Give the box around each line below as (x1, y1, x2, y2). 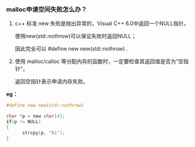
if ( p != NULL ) (6, 119, 42, 125)
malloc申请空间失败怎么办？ (6, 5, 88, 13)
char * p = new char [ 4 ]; (6, 113, 66, 120)
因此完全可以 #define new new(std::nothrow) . (14, 45, 128, 52)
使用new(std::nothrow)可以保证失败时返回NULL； (14, 33, 137, 40)
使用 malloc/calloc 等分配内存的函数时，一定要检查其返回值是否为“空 (14, 58, 184, 65)
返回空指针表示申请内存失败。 (14, 78, 88, 85)
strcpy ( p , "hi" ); (21, 130, 66, 136)
